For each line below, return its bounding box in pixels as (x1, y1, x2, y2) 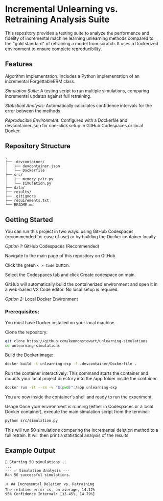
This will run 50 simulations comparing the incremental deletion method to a (5, 427, 158, 433)
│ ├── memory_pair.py (5, 176, 54, 181)
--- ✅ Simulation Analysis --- (5, 468, 70, 473)
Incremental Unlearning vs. (5, 3, 118, 15)
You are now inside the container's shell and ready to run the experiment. (5, 394, 153, 400)
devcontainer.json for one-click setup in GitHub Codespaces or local (5, 122, 143, 128)
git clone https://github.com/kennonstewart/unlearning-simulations (5, 338, 148, 343)
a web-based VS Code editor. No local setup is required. (5, 286, 119, 293)
